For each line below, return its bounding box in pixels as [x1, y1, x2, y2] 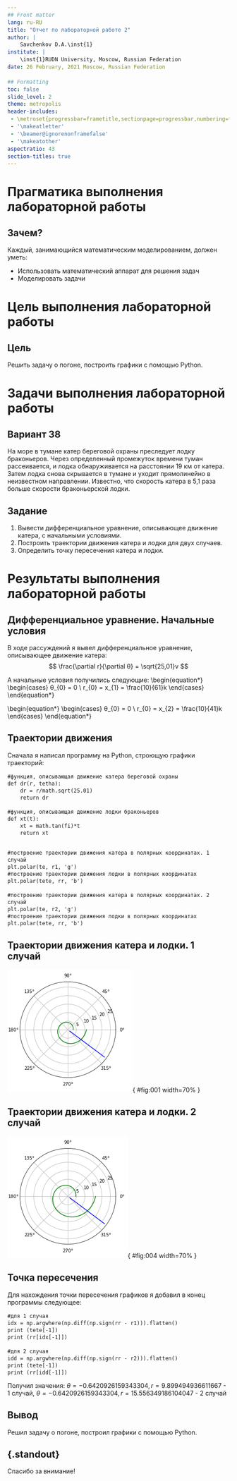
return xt [20, 829, 49, 836]
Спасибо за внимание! [7, 1467, 75, 1475]
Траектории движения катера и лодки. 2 [7, 1106, 197, 1118]
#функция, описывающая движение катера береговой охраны [7, 773, 178, 780]
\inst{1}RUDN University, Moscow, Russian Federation [20, 56, 181, 63]
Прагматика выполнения [7, 184, 164, 200]
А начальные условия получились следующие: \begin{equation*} [7, 676, 203, 684]
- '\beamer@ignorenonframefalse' [10, 130, 109, 138]
